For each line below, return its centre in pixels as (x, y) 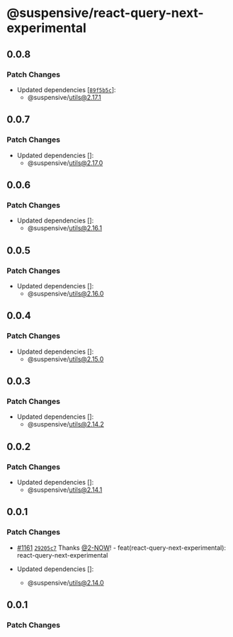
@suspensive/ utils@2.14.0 (66, 582)
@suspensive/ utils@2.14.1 (65, 490)
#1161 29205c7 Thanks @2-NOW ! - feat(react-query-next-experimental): (121, 548)
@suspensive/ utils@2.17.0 (65, 163)
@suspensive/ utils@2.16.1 (65, 228)
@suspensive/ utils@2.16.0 (66, 293)
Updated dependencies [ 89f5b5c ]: (66, 89)
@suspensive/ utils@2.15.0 (66, 359)
